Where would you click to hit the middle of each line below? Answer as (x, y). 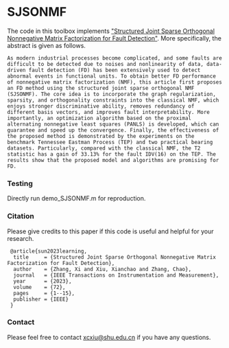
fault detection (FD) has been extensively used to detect (114, 70)
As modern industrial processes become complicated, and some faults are (115, 58)
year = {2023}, (43, 281)
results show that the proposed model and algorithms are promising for (113, 160)
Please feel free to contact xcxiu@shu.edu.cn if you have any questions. (109, 337)
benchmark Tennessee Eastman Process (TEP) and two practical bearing (110, 142)
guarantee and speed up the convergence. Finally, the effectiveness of (113, 130)
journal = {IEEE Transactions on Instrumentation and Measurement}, (116, 275)
